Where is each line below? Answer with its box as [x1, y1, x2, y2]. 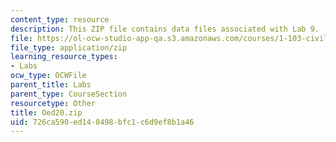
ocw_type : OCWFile [10, 71, 87, 81]
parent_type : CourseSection [10, 89, 128, 99]
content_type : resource [10, 14, 110, 25]
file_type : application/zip [10, 42, 128, 53]
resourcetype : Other [10, 98, 97, 108]
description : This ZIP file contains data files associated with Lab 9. [10, 24, 320, 34]
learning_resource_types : [10, 52, 118, 62]
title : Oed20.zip [10, 107, 83, 118]
